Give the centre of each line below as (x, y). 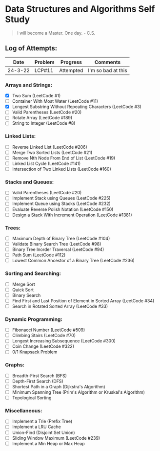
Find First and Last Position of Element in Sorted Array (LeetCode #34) (83, 301)
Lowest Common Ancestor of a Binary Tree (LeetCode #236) (73, 261)
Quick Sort (23, 290)
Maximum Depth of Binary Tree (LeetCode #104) (61, 238)
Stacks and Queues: (30, 182)
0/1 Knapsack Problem (35, 352)
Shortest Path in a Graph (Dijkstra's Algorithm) (59, 386)
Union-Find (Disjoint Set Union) (43, 432)
